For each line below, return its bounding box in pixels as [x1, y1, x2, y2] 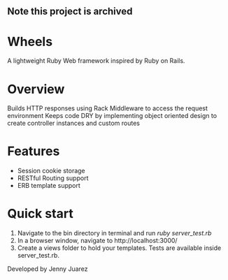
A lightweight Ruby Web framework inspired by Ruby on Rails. [7, 57, 185, 65]
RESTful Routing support [17, 174, 89, 182]
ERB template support [17, 182, 80, 190]
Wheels [7, 34, 53, 50]
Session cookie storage [17, 167, 85, 175]
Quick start [7, 206, 73, 222]
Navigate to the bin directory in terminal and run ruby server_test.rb [17, 229, 212, 237]
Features [7, 143, 60, 159]
